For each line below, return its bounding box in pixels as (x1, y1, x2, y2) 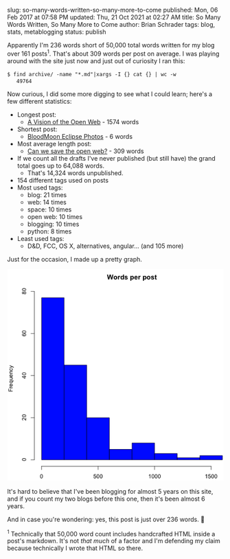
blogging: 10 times (27, 220, 80, 228)
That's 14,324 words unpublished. (27, 168, 124, 177)
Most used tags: (16, 183, 63, 192)
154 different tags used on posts (16, 176, 108, 184)
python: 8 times (27, 227, 72, 236)
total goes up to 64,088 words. (16, 161, 105, 170)
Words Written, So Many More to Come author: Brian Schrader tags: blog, (7, 21, 216, 28)
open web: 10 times (27, 212, 83, 220)
